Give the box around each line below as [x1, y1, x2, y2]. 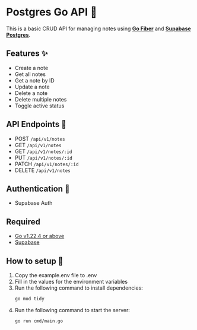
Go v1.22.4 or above [14, 233, 65, 240]
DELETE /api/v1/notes [14, 166, 71, 174]
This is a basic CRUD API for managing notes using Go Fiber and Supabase [6, 25, 191, 32]
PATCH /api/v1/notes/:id [14, 160, 79, 167]
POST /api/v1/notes [14, 135, 65, 142]
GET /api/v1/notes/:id [14, 148, 72, 155]
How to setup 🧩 [6, 256, 63, 266]
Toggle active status [14, 102, 65, 109]
